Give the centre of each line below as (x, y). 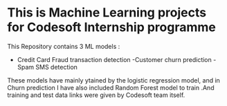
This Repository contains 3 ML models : (64, 46)
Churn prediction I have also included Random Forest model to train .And (111, 87)
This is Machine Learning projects (107, 13)
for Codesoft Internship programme (112, 27)
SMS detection (57, 67)
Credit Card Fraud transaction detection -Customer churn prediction (115, 59)
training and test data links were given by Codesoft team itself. (96, 95)
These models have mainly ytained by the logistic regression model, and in (113, 80)
